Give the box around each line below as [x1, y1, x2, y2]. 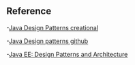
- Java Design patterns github [6, 37, 89, 45]
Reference [6, 5, 52, 17]
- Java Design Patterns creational [6, 23, 99, 31]
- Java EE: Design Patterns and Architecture [6, 50, 128, 58]
